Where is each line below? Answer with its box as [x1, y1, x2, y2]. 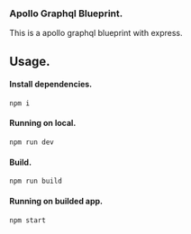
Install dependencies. [9, 79, 93, 90]
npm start [9, 215, 47, 225]
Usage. [9, 53, 51, 69]
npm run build [9, 176, 63, 186]
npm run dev [9, 138, 54, 147]
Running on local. [9, 118, 77, 129]
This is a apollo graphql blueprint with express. [9, 28, 183, 39]
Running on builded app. [9, 195, 104, 206]
